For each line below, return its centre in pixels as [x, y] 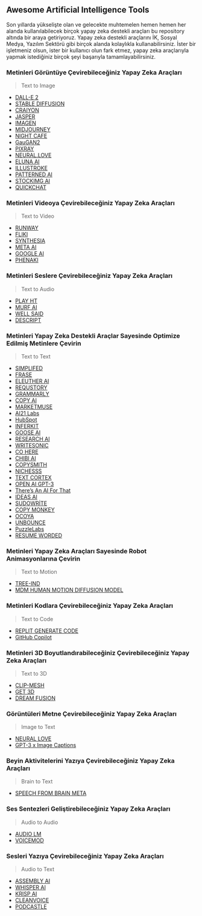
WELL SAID [29, 314]
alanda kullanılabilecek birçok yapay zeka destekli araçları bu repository [96, 31]
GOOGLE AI [29, 254]
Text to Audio [38, 289]
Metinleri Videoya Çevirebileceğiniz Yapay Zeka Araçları [90, 203]
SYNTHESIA [30, 241]
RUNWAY [27, 228]
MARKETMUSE [34, 407]
